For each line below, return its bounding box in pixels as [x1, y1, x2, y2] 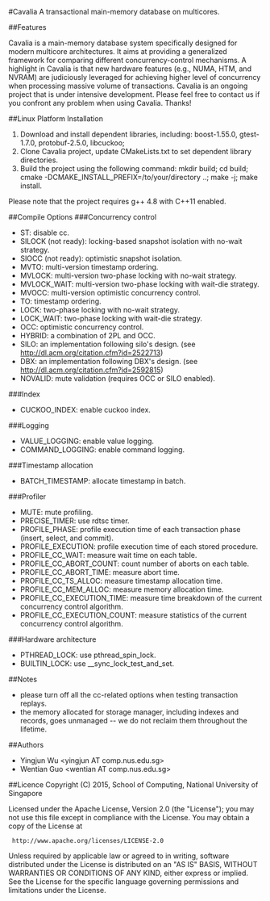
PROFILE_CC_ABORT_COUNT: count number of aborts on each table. [19, 559, 250, 568]
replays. [19, 698, 47, 708]
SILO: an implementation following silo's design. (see [19, 339, 196, 349]
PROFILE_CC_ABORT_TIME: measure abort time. [19, 568, 180, 576]
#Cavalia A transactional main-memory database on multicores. [8, 7, 220, 16]
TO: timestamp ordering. [19, 296, 102, 306]
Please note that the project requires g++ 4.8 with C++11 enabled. [8, 197, 227, 206]
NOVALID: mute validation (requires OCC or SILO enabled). [19, 374, 216, 383]
